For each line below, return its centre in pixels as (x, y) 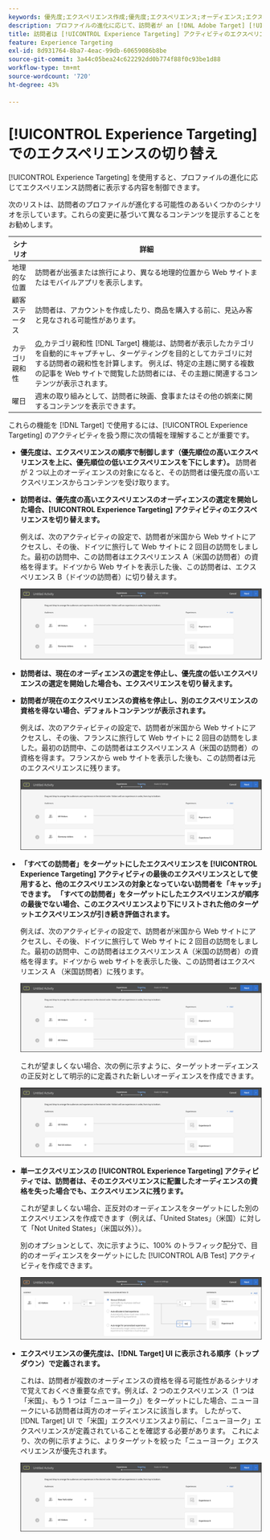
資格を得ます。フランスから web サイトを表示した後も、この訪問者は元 (137, 758)
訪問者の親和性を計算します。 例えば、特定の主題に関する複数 (151, 363)
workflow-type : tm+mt (45, 68)
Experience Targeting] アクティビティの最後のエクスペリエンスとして (135, 873)
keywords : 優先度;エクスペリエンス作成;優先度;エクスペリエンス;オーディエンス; (127, 17)
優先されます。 (87, 1451)
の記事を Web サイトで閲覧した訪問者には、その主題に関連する (139, 373)
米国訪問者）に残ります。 (106, 971)
